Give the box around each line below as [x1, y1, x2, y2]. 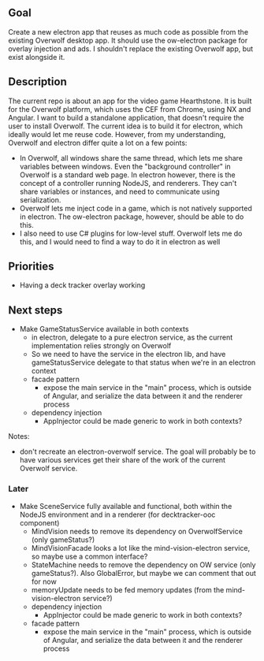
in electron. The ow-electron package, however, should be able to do [19, 212, 244, 221]
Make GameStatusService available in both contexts [19, 325, 189, 334]
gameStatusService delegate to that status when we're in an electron [31, 358, 256, 367]
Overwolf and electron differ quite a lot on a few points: [8, 138, 188, 147]
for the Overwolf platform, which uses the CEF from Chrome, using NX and [8, 104, 251, 113]
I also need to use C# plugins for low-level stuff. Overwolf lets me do [19, 228, 243, 238]
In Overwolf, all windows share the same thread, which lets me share [19, 153, 243, 162]
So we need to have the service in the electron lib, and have [31, 350, 226, 359]
